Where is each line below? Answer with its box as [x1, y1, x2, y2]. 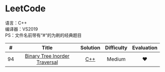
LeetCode [5, 3, 46, 14]
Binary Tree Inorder [25, 52, 70, 59]
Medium [107, 55, 126, 62]
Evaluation [132, 44, 158, 51]
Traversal [36, 59, 58, 66]
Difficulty [105, 44, 128, 51]
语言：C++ [5, 20, 27, 26]
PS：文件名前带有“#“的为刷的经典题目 [5, 32, 82, 38]
